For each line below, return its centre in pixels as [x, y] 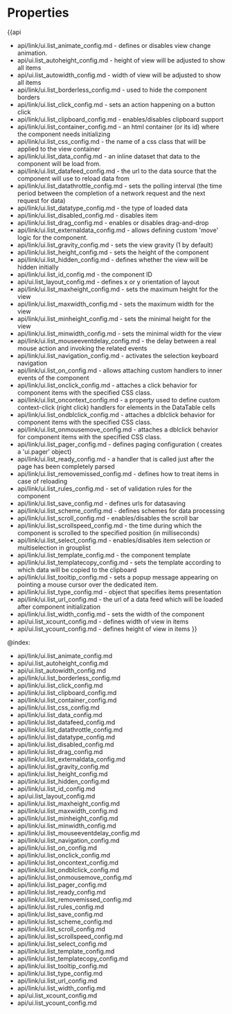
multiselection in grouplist [54, 548]
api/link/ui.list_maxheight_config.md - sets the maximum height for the [117, 289]
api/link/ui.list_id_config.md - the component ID [84, 274]
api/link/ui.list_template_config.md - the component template [104, 555]
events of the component [53, 377]
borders [28, 97]
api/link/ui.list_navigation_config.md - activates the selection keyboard [118, 355]
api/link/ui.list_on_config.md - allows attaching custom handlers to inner [120, 370]
